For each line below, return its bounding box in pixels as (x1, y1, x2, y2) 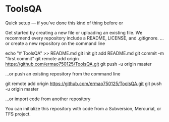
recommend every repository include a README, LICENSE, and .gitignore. (5, 35, 159, 41)
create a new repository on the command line (11, 40, 105, 46)
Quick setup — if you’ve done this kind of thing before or (5, 20, 124, 26)
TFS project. (5, 111, 31, 117)
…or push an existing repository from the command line (5, 70, 121, 76)
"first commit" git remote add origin (5, 55, 79, 61)
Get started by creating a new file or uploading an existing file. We (5, 29, 143, 35)
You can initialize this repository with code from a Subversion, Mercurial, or (5, 105, 161, 111)
